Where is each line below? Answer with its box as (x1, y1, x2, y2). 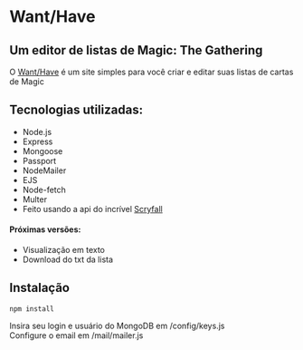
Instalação (9, 280, 71, 296)
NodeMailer (22, 165, 67, 176)
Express (22, 136, 53, 147)
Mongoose (22, 145, 63, 156)
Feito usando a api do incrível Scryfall (22, 203, 163, 214)
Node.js (22, 126, 52, 137)
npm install (9, 304, 54, 314)
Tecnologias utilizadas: (9, 102, 143, 118)
